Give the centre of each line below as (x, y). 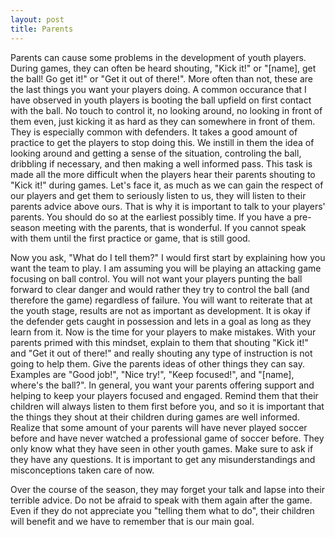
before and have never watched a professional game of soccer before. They (167, 438)
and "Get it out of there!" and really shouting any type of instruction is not (161, 353)
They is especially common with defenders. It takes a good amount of (154, 132)
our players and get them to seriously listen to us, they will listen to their (158, 195)
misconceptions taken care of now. (82, 470)
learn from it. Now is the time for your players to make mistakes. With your (163, 332)
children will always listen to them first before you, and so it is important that (167, 406)
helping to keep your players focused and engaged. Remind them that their (164, 395)
